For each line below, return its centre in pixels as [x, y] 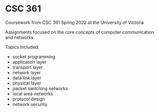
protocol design [28, 99]
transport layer [28, 67]
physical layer [27, 83]
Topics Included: [22, 47]
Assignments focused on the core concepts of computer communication [80, 32]
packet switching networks [40, 88]
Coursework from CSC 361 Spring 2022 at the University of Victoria [75, 22]
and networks [19, 37]
